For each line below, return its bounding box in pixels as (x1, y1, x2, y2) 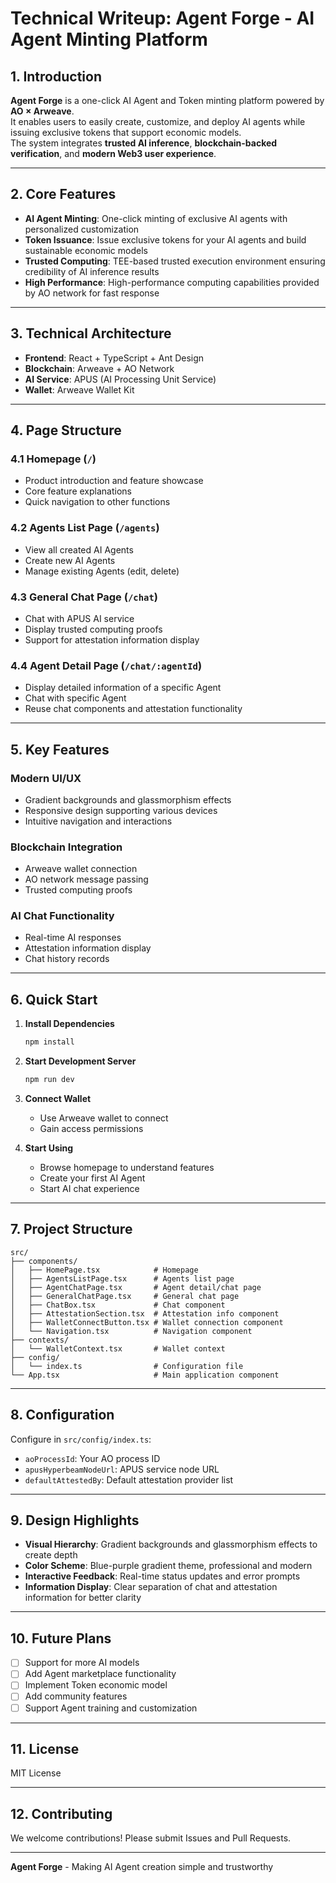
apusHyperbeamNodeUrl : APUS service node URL (24, 1463, 220, 1475)
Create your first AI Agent (39, 1172, 146, 1184)
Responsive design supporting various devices (24, 804, 218, 816)
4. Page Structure (10, 422, 122, 439)
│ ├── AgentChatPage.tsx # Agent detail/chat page (10, 1282, 262, 1292)
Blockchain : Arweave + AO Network (24, 362, 175, 374)
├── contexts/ (10, 1335, 70, 1345)
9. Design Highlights (10, 1512, 140, 1529)
